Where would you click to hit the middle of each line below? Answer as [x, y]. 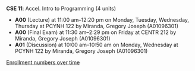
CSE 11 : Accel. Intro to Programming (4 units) [61, 9]
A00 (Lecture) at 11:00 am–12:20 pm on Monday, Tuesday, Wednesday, [102, 20]
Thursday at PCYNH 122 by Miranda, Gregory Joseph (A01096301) [97, 26]
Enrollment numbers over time [43, 62]
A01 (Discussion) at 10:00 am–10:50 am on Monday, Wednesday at [96, 45]
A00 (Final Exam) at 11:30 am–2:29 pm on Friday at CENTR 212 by [95, 32]
